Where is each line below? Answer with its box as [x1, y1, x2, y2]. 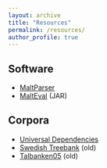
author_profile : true [8, 33, 79, 41]
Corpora [8, 114, 49, 127]
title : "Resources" [8, 19, 72, 27]
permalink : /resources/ [8, 26, 86, 34]
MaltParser [19, 83, 55, 92]
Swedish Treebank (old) [19, 142, 97, 152]
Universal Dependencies [19, 134, 99, 144]
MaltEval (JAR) [19, 91, 68, 101]
